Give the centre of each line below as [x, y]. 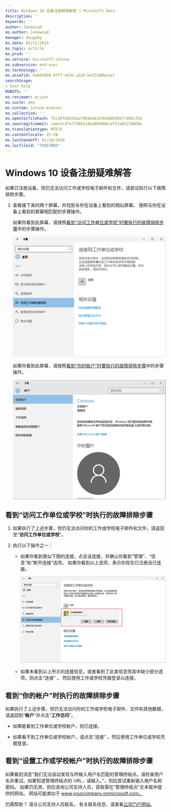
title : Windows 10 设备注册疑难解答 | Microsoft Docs [60, 11]
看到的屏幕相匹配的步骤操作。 [53, 211]
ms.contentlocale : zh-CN [32, 135]
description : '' [22, 16]
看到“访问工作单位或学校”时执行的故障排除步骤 [79, 515]
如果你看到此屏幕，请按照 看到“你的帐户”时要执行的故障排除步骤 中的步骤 [88, 366]
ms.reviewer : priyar [27, 97]
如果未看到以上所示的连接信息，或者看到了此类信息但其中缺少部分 [89, 672]
